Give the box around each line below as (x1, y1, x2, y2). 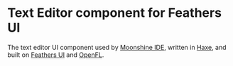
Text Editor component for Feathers (7, 5, 222, 21)
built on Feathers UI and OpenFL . (7, 51, 104, 59)
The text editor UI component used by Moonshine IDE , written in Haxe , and (7, 43, 227, 51)
